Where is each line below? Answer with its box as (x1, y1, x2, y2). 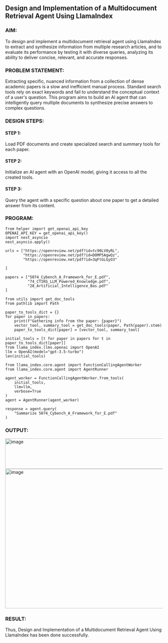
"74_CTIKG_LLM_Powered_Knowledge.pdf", (27, 279, 111, 284)
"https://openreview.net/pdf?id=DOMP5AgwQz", (23, 252, 120, 258)
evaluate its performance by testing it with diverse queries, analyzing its (5, 49, 153, 55)
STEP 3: (5, 186, 22, 192)
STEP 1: (5, 130, 21, 136)
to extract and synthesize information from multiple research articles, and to (5, 44, 162, 50)
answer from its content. (5, 202, 56, 208)
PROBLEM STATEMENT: (5, 67, 64, 74)
